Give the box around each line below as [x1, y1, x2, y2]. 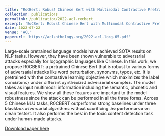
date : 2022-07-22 [5, 26, 41, 30]
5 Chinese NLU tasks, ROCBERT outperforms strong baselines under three [5, 100, 156, 106]
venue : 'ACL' [5, 30, 32, 35]
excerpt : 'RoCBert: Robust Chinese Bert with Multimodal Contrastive [5, 21, 151, 26]
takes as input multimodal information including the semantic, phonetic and [5, 84, 157, 90]
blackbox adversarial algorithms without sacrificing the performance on [5, 105, 150, 111]
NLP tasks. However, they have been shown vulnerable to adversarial [5, 53, 145, 59]
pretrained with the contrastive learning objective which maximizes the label [5, 74, 160, 80]
